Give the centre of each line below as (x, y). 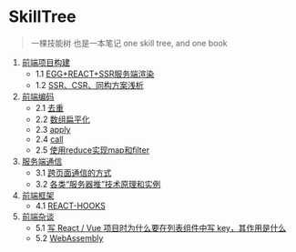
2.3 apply (53, 129)
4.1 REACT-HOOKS (70, 206)
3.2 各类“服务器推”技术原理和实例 (98, 184)
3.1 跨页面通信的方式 (73, 172)
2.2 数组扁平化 (62, 119)
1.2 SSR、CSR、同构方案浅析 (89, 85)
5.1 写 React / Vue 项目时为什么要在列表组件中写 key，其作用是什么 (161, 227)
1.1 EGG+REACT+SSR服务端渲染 (95, 74)
